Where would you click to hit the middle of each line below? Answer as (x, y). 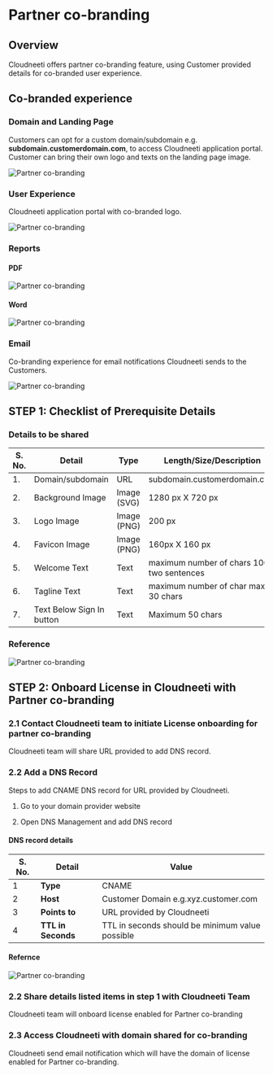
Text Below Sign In (69, 610)
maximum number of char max (207, 586)
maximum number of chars (200, 563)
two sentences (176, 573)
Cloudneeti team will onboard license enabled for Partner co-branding (126, 1014)
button (46, 620)
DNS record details (41, 841)
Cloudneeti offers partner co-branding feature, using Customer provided (130, 64)
